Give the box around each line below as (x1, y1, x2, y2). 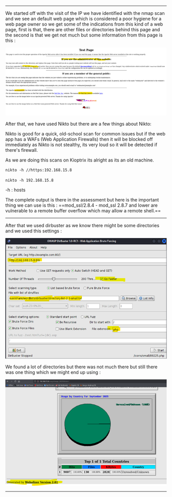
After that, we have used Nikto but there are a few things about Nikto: (5, 121, 152, 127)
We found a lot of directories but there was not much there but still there (5, 364, 158, 370)
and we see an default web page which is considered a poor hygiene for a (5, 16, 162, 22)
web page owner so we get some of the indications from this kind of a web (5, 21, 163, 27)
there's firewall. (5, 147, 38, 153)
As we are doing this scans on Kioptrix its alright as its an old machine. (5, 157, 155, 163)
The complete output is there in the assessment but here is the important (5, 197, 159, 203)
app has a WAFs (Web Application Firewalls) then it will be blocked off (5, 136, 153, 143)
